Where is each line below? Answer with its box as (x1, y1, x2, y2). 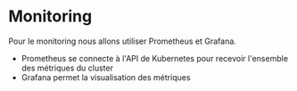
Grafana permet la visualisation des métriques (21, 71, 191, 82)
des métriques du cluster (21, 62, 113, 73)
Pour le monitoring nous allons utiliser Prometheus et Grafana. (8, 36, 237, 46)
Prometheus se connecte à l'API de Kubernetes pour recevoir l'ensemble (21, 53, 289, 63)
